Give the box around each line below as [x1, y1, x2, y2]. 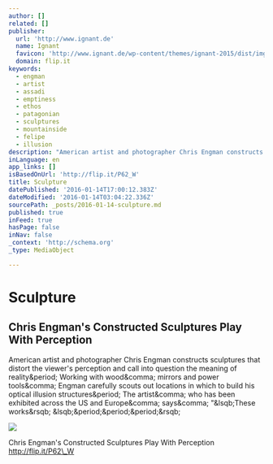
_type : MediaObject [8, 246, 75, 254]
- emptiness [15, 95, 57, 103]
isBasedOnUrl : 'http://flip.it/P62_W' [8, 171, 140, 179]
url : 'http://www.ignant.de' [15, 34, 115, 43]
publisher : [8, 27, 45, 35]
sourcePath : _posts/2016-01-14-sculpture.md [8, 201, 162, 209]
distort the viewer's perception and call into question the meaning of [8, 363, 237, 373]
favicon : [15, 50, 45, 58]
